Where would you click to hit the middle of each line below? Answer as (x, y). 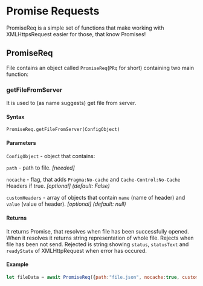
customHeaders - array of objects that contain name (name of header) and (96, 198)
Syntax (15, 116)
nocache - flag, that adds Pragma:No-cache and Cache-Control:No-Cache (93, 180)
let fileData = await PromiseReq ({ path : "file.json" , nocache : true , (93, 277)
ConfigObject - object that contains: (51, 156)
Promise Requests (53, 11)
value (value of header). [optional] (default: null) (66, 204)
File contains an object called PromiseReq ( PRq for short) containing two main (100, 68)
